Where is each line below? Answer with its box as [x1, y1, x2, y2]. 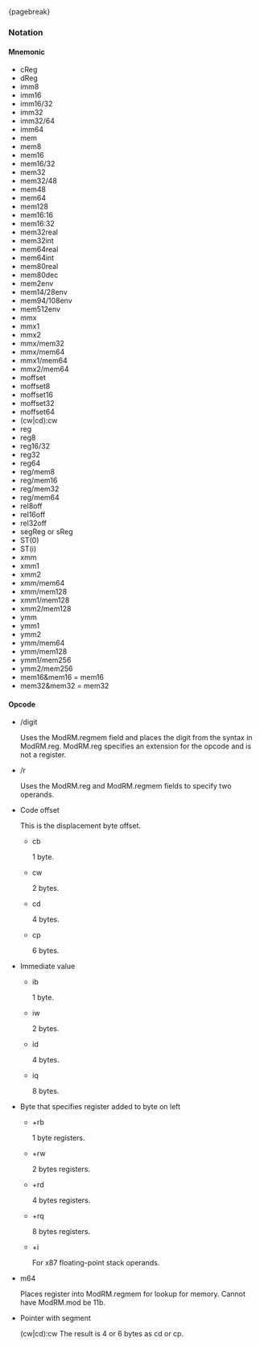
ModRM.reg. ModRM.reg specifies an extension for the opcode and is [19, 741, 252, 752]
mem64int [19, 253, 55, 263]
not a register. [19, 750, 67, 760]
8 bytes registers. [31, 1227, 91, 1236]
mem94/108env [19, 296, 72, 305]
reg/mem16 [19, 475, 58, 486]
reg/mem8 [19, 467, 55, 477]
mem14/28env [19, 288, 68, 297]
